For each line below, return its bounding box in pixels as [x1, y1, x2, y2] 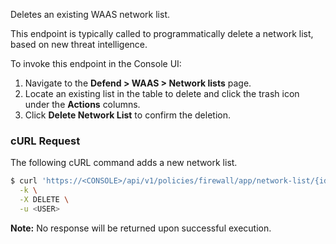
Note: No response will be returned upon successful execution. [10, 222, 272, 234]
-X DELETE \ [19, 195, 70, 205]
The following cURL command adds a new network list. [10, 157, 238, 169]
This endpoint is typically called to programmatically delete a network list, [10, 28, 314, 39]
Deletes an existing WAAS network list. [10, 9, 171, 20]
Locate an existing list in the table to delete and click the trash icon [24, 88, 300, 99]
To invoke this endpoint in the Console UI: [10, 58, 182, 69]
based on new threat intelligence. [10, 39, 148, 50]
